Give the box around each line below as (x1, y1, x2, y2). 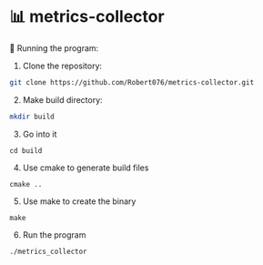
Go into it (22, 128, 57, 139)
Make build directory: (22, 94, 103, 105)
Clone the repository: (22, 60, 103, 71)
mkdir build (9, 112, 55, 121)
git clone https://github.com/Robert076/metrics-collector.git (9, 77, 255, 87)
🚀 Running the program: (9, 42, 99, 54)
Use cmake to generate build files (22, 162, 149, 173)
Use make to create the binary (22, 196, 137, 207)
